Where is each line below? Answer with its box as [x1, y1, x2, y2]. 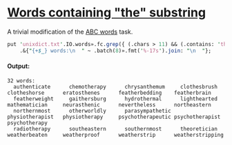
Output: [7, 62, 30, 70]
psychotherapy [7, 119, 48, 126]
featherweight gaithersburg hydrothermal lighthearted [13, 95, 217, 102]
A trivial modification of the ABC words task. [7, 27, 133, 36]
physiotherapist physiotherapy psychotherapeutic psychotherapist [7, 113, 221, 120]
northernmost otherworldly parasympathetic [13, 107, 171, 114]
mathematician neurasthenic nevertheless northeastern [7, 101, 212, 108]
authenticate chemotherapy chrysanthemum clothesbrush [13, 83, 217, 90]
